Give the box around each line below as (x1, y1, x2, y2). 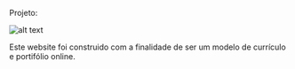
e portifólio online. (9, 51, 76, 61)
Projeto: (9, 8, 38, 18)
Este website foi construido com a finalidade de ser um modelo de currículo (9, 42, 286, 52)
